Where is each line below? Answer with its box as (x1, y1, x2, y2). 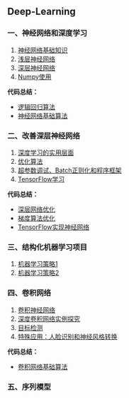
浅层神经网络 (17, 55, 55, 63)
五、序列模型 (7, 382, 52, 392)
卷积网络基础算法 (17, 362, 68, 371)
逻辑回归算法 (17, 102, 55, 111)
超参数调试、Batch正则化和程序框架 (17, 166, 122, 175)
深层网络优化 (17, 205, 55, 214)
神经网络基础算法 (17, 111, 68, 120)
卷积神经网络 (17, 305, 55, 314)
